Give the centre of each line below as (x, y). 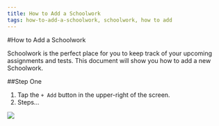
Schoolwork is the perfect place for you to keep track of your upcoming (110, 53)
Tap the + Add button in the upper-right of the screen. (94, 95)
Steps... (28, 102)
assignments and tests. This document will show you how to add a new (109, 60)
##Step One (24, 81)
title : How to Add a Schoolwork (54, 13)
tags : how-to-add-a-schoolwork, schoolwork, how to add (90, 20)
